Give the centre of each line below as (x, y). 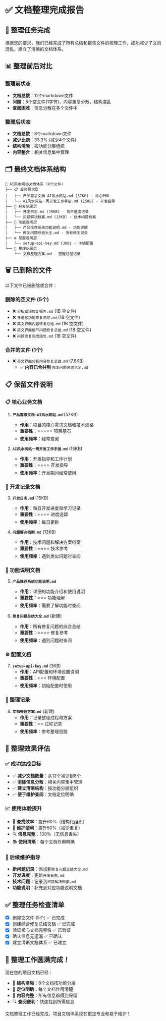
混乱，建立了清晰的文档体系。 (35, 49)
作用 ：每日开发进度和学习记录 (50, 508)
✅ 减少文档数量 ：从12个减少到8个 (47, 776)
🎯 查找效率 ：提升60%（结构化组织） (50, 822)
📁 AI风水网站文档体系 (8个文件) (34, 184)
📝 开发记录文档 (23, 487)
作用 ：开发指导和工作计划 (46, 458)
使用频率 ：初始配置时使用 (46, 685)
